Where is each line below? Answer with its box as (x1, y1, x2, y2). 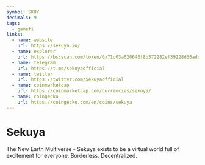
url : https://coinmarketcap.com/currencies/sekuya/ (17, 88, 151, 94)
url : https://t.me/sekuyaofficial (17, 65, 105, 72)
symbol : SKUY (6, 8, 40, 15)
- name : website (12, 37, 53, 43)
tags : (6, 20, 20, 26)
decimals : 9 (6, 15, 37, 21)
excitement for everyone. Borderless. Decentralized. (6, 152, 137, 159)
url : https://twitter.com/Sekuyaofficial (17, 76, 124, 82)
